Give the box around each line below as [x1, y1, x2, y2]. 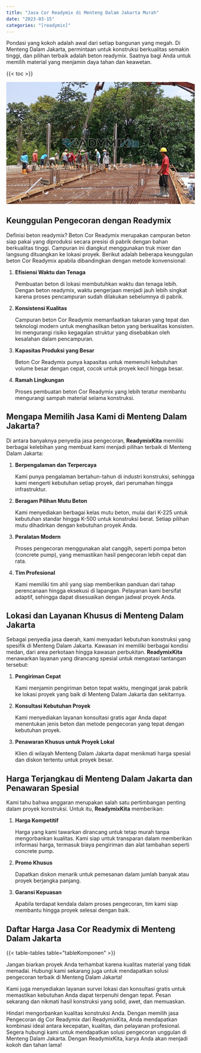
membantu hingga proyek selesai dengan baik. [14, 907, 130, 914]
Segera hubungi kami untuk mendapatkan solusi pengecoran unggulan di [6, 1028, 187, 1036]
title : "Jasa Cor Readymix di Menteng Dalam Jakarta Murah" [6, 10, 160, 16]
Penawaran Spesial [6, 783, 80, 793]
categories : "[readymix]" [6, 22, 71, 28]
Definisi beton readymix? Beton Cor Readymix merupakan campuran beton [6, 231, 191, 239]
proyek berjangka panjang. [14, 877, 81, 884]
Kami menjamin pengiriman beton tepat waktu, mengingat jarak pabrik [14, 684, 188, 691]
